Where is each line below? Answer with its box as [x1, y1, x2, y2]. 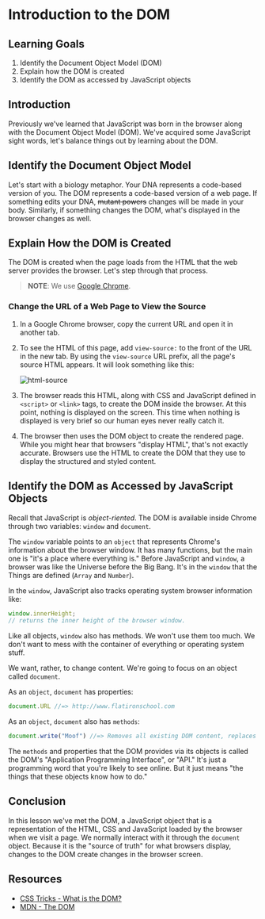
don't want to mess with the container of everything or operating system [8, 640, 244, 649]
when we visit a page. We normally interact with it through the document [8, 833, 240, 842]
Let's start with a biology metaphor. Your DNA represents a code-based [8, 180, 242, 190]
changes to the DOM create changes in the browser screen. [8, 849, 203, 859]
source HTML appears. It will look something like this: [19, 359, 195, 370]
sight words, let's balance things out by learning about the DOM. [8, 136, 218, 145]
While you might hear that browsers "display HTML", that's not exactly [19, 439, 248, 449]
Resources [8, 872, 62, 886]
